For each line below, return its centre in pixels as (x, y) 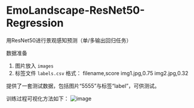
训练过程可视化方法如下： (38, 98)
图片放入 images (34, 66)
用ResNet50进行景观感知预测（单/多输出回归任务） (69, 40)
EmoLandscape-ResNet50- (76, 10)
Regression (35, 23)
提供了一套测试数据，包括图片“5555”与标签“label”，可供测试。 (83, 86)
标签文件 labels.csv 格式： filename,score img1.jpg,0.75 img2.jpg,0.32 (101, 73)
